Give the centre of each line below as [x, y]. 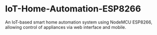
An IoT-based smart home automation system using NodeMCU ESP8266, [79, 22]
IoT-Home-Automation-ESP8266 [73, 9]
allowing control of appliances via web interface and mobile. [66, 27]
